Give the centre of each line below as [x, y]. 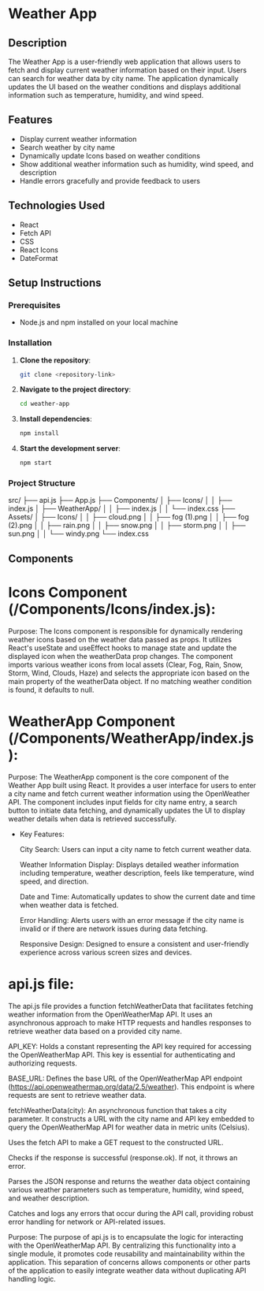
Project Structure [42, 483]
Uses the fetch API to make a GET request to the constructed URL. [116, 1142]
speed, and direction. [54, 881]
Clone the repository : [55, 360]
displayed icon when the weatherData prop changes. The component [121, 656]
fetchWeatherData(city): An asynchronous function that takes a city [117, 1110]
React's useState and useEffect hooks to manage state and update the [123, 648]
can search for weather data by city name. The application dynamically [123, 78]
